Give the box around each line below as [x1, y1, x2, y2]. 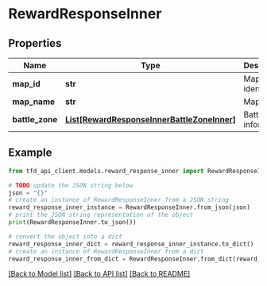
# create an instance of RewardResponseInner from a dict [8, 247, 204, 255]
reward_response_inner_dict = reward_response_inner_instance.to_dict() [8, 240, 254, 248]
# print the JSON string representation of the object [8, 211, 194, 219]
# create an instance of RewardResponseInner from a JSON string [8, 196, 229, 204]
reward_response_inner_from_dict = [8, 255, 126, 263]
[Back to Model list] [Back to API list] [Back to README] [8, 269, 191, 279]
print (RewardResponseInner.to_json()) [8, 218, 137, 226]
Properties [8, 37, 62, 50]
